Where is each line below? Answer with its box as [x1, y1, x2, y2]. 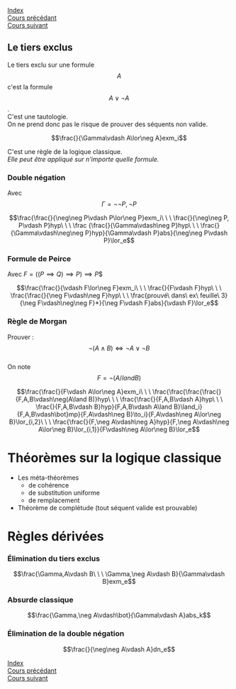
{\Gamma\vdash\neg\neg [10, 228, 84, 237]
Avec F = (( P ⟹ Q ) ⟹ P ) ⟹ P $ [7, 270, 103, 279]
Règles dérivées [7, 528, 104, 544]
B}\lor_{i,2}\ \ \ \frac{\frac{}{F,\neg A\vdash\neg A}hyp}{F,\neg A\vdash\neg [9, 417, 230, 426]
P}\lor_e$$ [103, 236, 135, 245]
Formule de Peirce [7, 254, 72, 264]
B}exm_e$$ [102, 578, 136, 586]
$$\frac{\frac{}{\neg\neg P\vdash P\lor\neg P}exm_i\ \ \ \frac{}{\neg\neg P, [9, 214, 230, 222]
